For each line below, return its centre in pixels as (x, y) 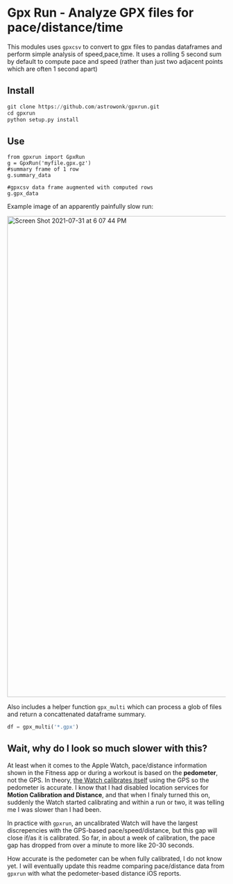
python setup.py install (43, 119)
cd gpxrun (21, 113)
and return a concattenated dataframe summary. (77, 714)
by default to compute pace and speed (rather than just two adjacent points (115, 61)
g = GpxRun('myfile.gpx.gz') (49, 163)
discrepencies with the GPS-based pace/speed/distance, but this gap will (112, 830)
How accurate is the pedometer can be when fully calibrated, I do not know (115, 858)
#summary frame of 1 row (43, 169)
